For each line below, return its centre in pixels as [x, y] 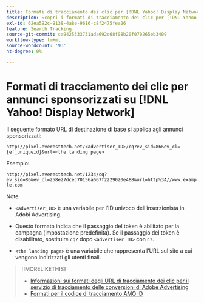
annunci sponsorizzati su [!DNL [87, 99]
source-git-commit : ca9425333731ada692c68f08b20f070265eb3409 [87, 35]
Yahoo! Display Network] [70, 112]
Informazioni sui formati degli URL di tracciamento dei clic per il [110, 281]
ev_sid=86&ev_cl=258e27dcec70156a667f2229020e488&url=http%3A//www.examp [102, 179]
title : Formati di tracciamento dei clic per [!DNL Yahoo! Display [93, 12]
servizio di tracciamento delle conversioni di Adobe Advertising [109, 287]
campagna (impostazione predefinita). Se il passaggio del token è [97, 232]
